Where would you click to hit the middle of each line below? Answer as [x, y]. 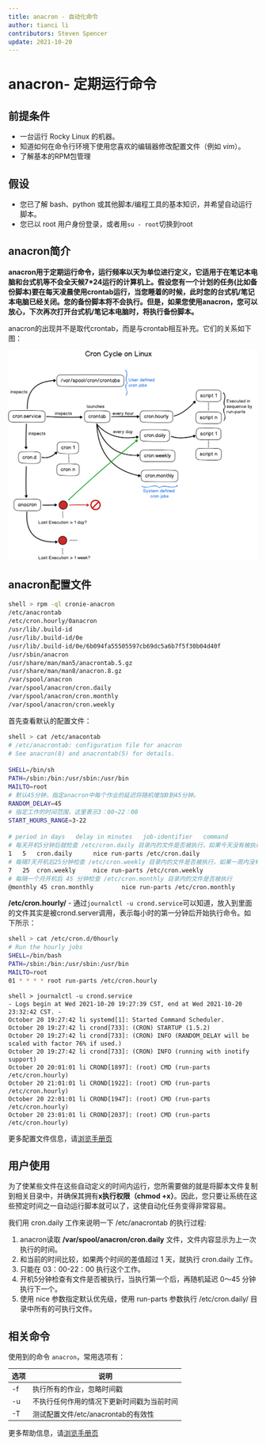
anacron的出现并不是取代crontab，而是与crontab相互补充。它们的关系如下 [130, 328]
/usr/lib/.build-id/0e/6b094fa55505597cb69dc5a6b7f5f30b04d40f [115, 646]
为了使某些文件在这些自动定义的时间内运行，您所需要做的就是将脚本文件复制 [133, 1186]
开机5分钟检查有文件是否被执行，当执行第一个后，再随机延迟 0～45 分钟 [138, 1280]
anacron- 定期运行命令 [82, 84]
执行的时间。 [40, 1249]
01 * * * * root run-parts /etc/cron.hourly [83, 981]
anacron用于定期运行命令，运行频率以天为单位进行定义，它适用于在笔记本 [129, 272]
